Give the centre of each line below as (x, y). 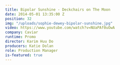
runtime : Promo (21, 37)
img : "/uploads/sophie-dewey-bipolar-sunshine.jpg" (59, 23)
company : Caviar (22, 32)
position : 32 (18, 19)
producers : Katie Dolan (29, 46)
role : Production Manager (31, 50)
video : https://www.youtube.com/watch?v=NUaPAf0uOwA (60, 28)
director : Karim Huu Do (29, 42)
